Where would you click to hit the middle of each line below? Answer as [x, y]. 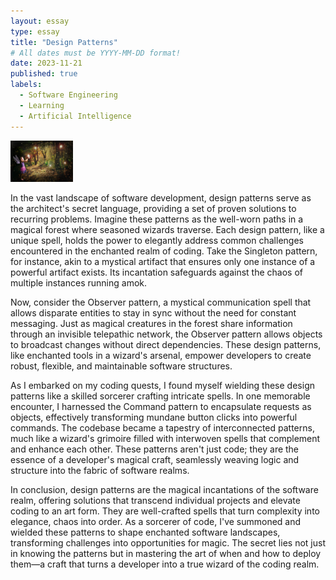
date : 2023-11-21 [46, 63]
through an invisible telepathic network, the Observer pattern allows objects [166, 334]
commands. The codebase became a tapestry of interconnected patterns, [162, 428]
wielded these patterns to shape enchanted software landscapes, [145, 532]
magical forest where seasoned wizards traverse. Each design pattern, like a [167, 230]
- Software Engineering [68, 95]
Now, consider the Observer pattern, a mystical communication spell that [161, 302]
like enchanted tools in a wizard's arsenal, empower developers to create [161, 356]
